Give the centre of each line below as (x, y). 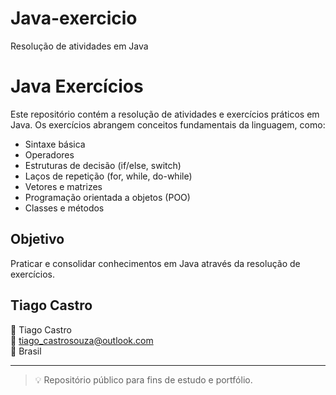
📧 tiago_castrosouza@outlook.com (82, 340)
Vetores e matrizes (63, 186)
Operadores (49, 154)
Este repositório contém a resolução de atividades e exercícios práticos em (165, 114)
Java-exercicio (74, 18)
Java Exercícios (77, 86)
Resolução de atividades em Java (79, 46)
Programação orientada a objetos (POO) (107, 197)
